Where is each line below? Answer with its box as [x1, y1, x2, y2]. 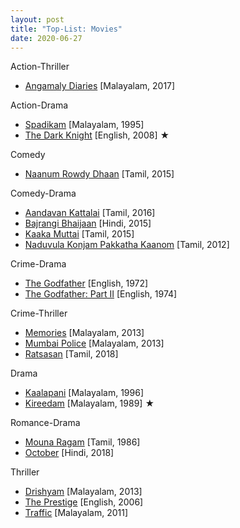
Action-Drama [10, 99, 69, 111]
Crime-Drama [10, 258, 67, 270]
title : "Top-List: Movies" [10, 24, 123, 34]
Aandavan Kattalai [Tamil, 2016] [24, 207, 156, 219]
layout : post [10, 14, 65, 25]
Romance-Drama [10, 417, 81, 429]
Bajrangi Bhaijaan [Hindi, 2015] [24, 217, 152, 230]
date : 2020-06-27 [10, 33, 83, 43]
